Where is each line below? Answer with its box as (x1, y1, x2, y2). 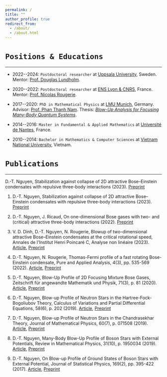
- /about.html (9, 30, 39, 35)
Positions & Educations (5, 52, 103, 61)
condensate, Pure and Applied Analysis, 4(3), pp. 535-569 (29, 259, 150, 265)
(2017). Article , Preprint (12, 366, 60, 372)
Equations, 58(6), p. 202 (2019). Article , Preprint (12, 305, 111, 311)
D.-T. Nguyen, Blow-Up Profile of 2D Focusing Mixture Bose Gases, (12, 274, 151, 280)
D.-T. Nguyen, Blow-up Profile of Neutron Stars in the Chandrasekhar (12, 315, 154, 321)
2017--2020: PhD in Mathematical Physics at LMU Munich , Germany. (12, 101, 154, 107)
